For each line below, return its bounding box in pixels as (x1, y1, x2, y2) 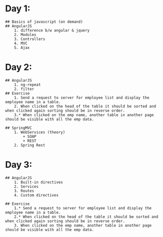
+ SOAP (23, 134, 37, 139)
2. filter (14, 86, 35, 91)
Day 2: (5, 62, 32, 73)
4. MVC (14, 40, 28, 46)
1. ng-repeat (14, 82, 41, 87)
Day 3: (5, 159, 32, 170)
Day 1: (5, 3, 31, 14)
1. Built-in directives (14, 180, 63, 185)
